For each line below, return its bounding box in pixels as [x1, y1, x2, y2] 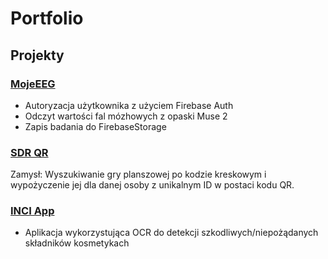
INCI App [10, 204, 55, 218]
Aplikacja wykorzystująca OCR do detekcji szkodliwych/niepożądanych [24, 227, 319, 239]
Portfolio [10, 7, 84, 30]
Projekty [10, 47, 65, 64]
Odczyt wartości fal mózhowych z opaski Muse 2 [24, 110, 228, 122]
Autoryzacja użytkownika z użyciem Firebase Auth [24, 99, 234, 111]
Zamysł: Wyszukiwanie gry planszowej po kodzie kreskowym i [10, 168, 267, 181]
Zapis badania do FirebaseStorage [24, 120, 167, 132]
